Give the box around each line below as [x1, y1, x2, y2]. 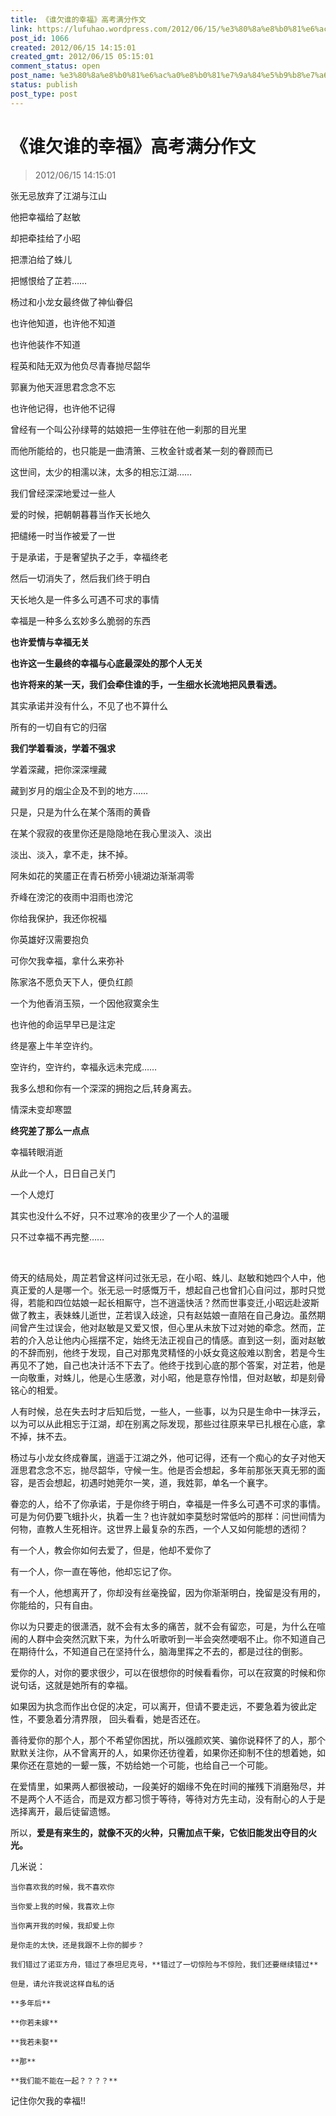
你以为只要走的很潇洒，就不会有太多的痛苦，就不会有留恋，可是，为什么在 [10, 1620, 317, 1632]
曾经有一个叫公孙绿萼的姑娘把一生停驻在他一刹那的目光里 [10, 423, 247, 435]
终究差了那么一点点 [10, 1124, 90, 1136]
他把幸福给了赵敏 [10, 211, 81, 223]
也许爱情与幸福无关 [10, 636, 90, 648]
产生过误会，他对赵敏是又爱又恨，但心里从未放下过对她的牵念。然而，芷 [27, 1321, 326, 1333]
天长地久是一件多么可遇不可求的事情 [10, 593, 160, 605]
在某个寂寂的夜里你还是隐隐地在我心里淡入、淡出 [10, 827, 212, 839]
